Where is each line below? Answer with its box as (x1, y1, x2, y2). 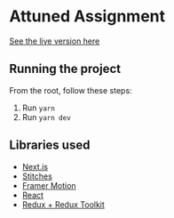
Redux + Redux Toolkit (21, 198, 105, 210)
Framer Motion (21, 180, 77, 190)
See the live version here (9, 36, 100, 46)
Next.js (21, 161, 49, 172)
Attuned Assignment (9, 6, 166, 27)
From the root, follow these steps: (9, 85, 132, 95)
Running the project (9, 61, 122, 77)
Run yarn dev (21, 111, 71, 122)
